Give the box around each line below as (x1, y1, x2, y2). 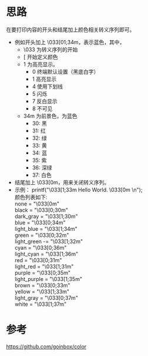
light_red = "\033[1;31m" (14, 263, 74, 270)
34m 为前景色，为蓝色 (23, 112, 78, 119)
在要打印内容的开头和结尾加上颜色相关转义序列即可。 (6, 26, 135, 33)
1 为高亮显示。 (23, 60, 59, 68)
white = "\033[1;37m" (14, 301, 67, 308)
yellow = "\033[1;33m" (14, 288, 69, 295)
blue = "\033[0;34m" (14, 219, 66, 226)
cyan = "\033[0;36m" (14, 244, 67, 251)
